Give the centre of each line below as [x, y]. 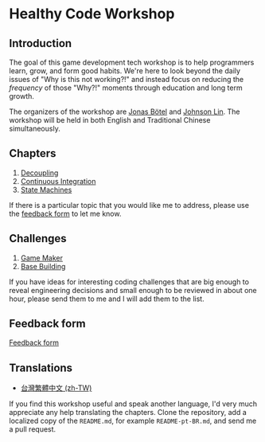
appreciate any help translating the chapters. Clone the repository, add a [128, 413]
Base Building [43, 266]
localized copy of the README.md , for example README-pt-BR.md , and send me [133, 421]
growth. [22, 96]
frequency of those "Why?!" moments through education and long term [126, 88]
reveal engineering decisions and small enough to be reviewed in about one [133, 290]
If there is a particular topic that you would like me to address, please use [129, 205]
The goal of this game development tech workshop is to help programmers [132, 62]
